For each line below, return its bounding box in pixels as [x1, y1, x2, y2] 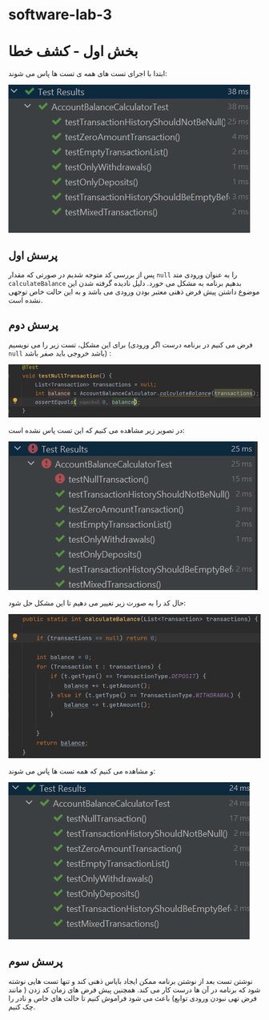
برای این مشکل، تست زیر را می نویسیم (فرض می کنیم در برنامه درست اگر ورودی [8, 339, 254, 349]
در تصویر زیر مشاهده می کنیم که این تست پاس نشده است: [8, 426, 185, 436]
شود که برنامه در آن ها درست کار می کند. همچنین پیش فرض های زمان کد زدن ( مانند [8, 985, 261, 994]
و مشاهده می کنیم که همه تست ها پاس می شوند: [8, 766, 156, 776]
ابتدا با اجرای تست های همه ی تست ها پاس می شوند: [8, 69, 167, 78]
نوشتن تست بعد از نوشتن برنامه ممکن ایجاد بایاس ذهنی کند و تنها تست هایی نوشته [8, 976, 254, 986]
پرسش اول [8, 248, 58, 262]
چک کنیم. [8, 1002, 36, 1011]
